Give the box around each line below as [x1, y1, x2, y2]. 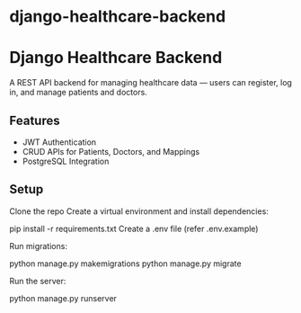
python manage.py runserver [9, 292, 117, 303]
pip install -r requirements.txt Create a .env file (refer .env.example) [9, 223, 259, 234]
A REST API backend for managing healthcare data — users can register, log [9, 77, 292, 88]
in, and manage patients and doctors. [9, 87, 148, 98]
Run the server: [9, 275, 66, 286]
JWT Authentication [22, 137, 97, 148]
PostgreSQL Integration [22, 156, 110, 166]
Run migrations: [9, 240, 67, 251]
